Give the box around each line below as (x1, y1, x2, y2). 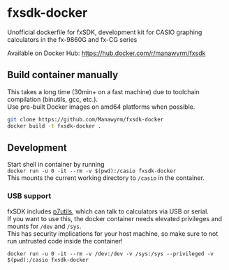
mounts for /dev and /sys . (7, 222, 82, 230)
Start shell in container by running (7, 160, 105, 169)
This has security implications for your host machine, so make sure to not (7, 229, 219, 238)
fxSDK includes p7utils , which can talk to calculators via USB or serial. (7, 207, 209, 216)
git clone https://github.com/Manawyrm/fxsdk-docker (7, 116, 164, 123)
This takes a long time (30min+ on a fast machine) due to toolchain (7, 87, 200, 96)
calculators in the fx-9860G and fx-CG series (7, 35, 138, 43)
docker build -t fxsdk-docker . (7, 122, 101, 130)
